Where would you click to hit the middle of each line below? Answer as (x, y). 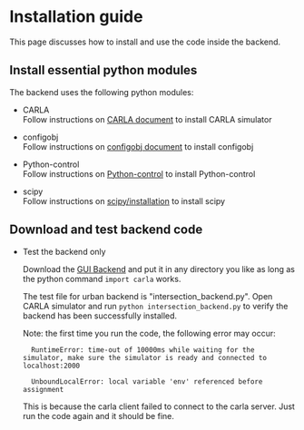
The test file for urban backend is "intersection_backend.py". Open (147, 296)
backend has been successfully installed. (100, 316)
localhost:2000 (51, 366)
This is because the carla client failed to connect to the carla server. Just (158, 406)
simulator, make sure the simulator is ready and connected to (145, 357)
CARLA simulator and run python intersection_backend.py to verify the (155, 306)
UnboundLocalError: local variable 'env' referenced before (147, 381)
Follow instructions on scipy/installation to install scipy (123, 200)
